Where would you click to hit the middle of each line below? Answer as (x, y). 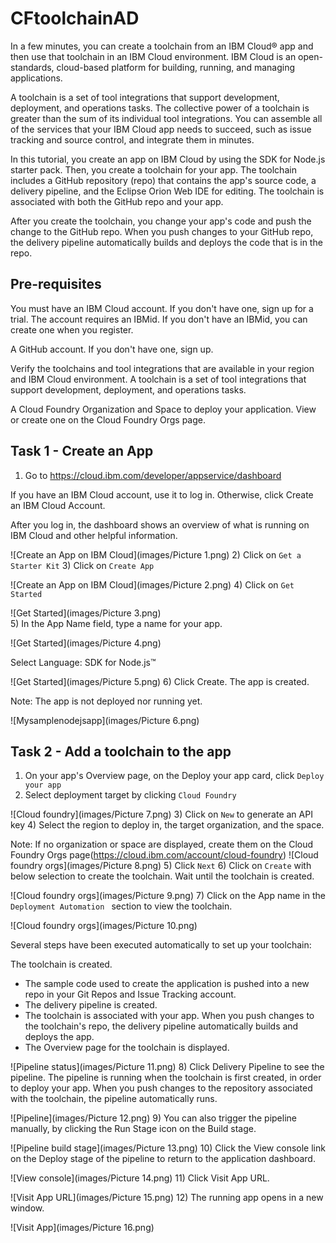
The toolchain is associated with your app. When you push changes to (169, 1016)
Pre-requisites (56, 284)
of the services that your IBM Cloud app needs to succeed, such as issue (161, 129)
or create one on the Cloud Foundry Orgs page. (108, 419)
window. (27, 1208)
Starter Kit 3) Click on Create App (82, 565)
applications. (36, 78)
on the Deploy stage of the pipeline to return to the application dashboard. (163, 1159)
